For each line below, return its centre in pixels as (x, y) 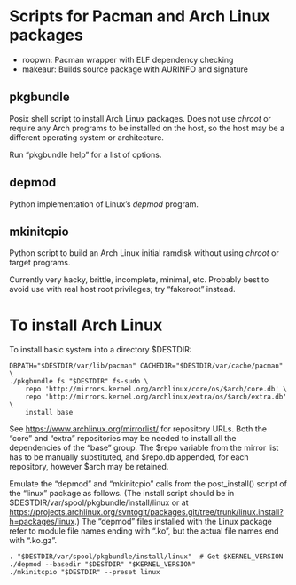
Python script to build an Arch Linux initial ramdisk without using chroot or (144, 253)
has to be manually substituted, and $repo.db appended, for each (129, 457)
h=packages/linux (42, 522)
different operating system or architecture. (86, 137)
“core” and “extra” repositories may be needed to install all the (123, 439)
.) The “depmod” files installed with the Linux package (173, 522)
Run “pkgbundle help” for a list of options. (86, 154)
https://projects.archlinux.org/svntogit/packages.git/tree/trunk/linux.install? (146, 512)
